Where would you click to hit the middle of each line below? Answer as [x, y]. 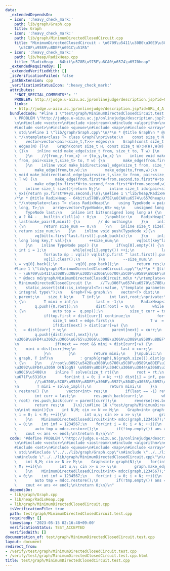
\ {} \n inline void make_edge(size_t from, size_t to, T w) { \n [87, 151]
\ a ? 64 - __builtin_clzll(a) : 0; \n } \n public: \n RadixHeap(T [90, 217]
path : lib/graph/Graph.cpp [43, 24]
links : [21, 104]
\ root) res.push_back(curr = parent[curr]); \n [65, 400]
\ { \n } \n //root [39, 363]
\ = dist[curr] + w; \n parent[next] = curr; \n [88, 330]
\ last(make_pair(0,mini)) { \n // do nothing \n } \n [81, 222]
